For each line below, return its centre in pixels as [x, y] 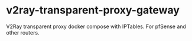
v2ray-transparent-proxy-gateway [93, 10]
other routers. [23, 32]
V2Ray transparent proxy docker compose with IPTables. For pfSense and [96, 26]
